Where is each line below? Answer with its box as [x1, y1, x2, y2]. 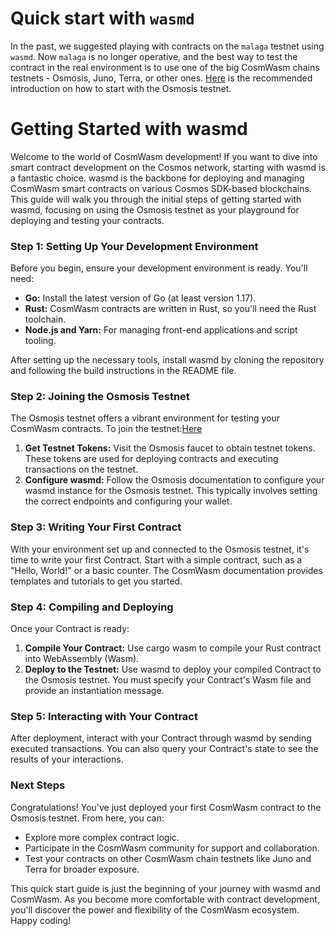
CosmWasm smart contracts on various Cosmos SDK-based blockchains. [10, 182, 312, 194]
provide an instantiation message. [24, 685, 165, 697]
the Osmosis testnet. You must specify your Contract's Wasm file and [24, 674, 312, 686]
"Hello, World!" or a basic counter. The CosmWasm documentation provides [10, 564, 323, 576]
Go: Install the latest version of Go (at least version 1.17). [24, 292, 257, 304]
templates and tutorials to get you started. [10, 575, 183, 587]
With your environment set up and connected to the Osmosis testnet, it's [10, 543, 310, 555]
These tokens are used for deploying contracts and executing [24, 453, 279, 465]
